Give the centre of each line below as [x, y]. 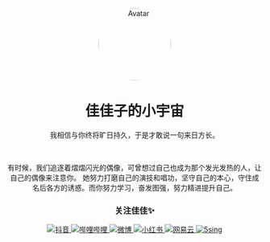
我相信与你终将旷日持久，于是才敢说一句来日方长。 [135, 135]
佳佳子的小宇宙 [135, 111]
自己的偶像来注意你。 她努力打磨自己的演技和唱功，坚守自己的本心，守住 [131, 178]
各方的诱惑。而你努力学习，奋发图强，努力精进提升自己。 [141, 187]
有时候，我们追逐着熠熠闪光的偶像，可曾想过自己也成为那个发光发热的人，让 [135, 167]
